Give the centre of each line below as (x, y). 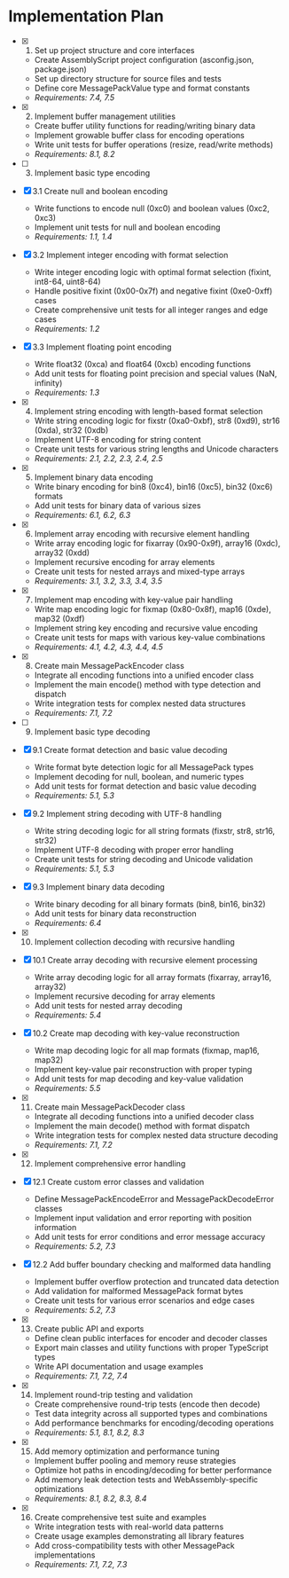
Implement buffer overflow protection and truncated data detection (157, 1281)
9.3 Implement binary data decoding (98, 887)
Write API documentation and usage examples (119, 1366)
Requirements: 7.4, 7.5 (74, 97)
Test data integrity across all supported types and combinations (151, 1413)
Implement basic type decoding (92, 731)
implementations (65, 1555)
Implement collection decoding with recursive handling (135, 941)
